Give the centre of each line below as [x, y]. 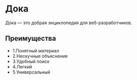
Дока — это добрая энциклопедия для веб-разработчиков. [69, 23]
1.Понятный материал [35, 50]
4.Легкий [22, 66]
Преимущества [31, 38]
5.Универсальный [31, 72]
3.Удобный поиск [31, 61]
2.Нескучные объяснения [40, 56]
